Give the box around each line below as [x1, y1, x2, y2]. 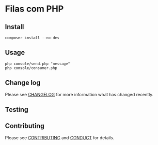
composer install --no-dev [5, 35, 60, 40]
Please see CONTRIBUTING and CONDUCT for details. [5, 134, 114, 141]
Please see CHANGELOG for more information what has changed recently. [5, 91, 154, 97]
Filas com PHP [5, 3, 64, 14]
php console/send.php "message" [5, 61, 70, 66]
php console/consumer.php [5, 65, 57, 71]
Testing [5, 105, 29, 114]
